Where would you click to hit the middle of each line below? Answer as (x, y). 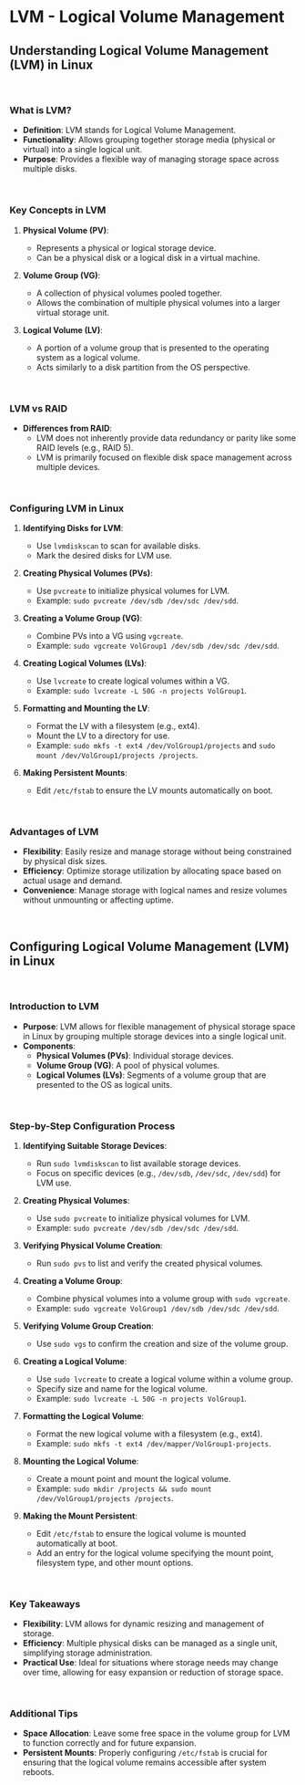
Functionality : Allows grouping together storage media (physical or (149, 140)
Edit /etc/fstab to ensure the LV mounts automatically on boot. (154, 790)
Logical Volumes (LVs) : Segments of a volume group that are (151, 1075)
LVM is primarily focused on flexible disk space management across (164, 457)
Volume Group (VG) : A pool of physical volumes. (128, 1065)
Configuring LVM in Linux (67, 508)
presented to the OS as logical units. (104, 1084)
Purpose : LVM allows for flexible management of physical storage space (159, 1026)
